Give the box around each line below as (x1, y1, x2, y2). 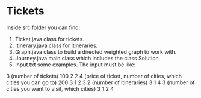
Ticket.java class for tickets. (14, 35, 84, 42)
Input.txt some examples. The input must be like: (14, 61, 136, 68)
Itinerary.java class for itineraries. (14, 42, 98, 49)
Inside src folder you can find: (6, 24, 81, 31)
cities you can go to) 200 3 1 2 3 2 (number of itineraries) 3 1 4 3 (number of (6, 79, 195, 86)
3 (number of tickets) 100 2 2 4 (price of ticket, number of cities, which (6, 72, 182, 79)
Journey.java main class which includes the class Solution (14, 54, 159, 62)
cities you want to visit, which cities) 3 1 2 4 (6, 85, 114, 92)
